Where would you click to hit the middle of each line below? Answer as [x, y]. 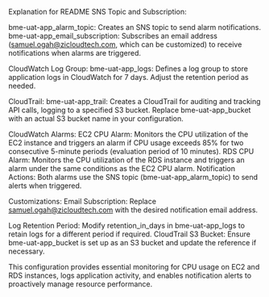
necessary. [27, 251]
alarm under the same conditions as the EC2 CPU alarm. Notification [122, 168]
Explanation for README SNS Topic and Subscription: [97, 12]
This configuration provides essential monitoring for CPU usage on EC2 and [134, 267]
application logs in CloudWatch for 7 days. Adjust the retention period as [128, 77]
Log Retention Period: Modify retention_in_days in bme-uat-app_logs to [127, 226]
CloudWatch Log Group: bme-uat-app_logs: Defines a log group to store [128, 69]
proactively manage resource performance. [81, 284]
